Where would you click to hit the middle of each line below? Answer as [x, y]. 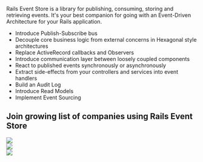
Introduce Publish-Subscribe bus [56, 33]
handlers [26, 78]
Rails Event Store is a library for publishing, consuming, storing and [90, 9]
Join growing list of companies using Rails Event [99, 116]
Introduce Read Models [44, 91]
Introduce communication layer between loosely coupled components [102, 59]
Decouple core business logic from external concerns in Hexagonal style [106, 40]
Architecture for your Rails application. [54, 21]
